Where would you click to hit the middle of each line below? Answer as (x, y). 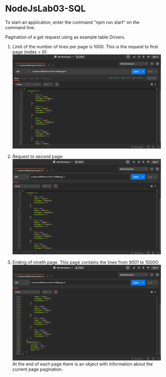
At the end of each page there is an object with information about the (83, 364)
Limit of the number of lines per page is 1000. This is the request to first (85, 46)
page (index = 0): (30, 52)
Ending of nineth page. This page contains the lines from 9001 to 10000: (86, 263)
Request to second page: (38, 156)
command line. (20, 27)
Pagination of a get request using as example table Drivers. (65, 37)
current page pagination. (38, 369)
